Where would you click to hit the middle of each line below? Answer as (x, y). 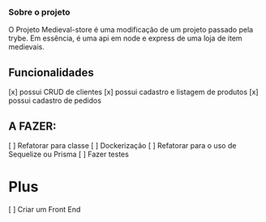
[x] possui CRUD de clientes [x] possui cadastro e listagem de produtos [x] (133, 92)
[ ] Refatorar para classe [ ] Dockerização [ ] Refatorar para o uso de (122, 145)
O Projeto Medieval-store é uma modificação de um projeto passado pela (131, 30)
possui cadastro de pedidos (55, 100)
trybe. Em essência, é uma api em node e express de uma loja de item (125, 38)
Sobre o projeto (39, 12)
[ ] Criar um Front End (45, 209)
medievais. (26, 47)
